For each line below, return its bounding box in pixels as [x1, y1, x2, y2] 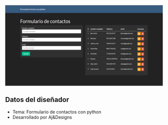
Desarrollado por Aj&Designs [12, 114, 72, 120]
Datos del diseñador [5, 95, 69, 104]
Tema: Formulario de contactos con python [12, 108, 101, 114]
